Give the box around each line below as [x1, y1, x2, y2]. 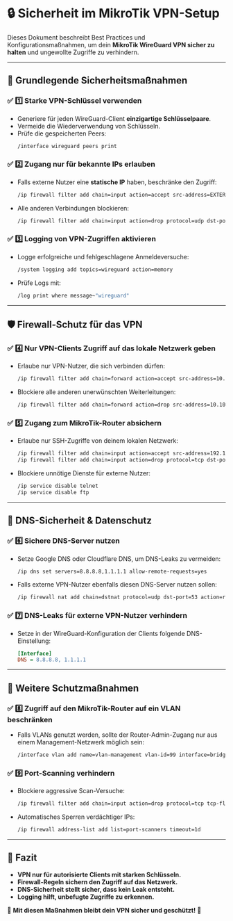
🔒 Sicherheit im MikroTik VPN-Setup [7, 6, 220, 22]
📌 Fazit [7, 852, 37, 864]
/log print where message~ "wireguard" [17, 292, 130, 299]
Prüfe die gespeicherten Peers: [17, 129, 107, 138]
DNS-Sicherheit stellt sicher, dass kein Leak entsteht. [17, 885, 175, 893]
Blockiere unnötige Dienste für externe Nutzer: [17, 469, 151, 478]
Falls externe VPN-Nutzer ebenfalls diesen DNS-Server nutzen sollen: [17, 580, 217, 589]
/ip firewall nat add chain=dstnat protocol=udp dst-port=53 [17, 594, 198, 601]
